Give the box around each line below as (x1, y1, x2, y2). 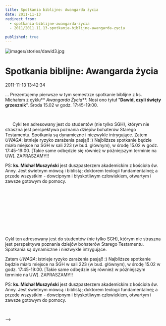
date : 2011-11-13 (5, 12, 41, 17)
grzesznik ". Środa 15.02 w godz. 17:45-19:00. (5, 102, 98, 108)
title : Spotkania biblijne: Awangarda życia (5, 7, 99, 12)
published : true (5, 35, 39, 40)
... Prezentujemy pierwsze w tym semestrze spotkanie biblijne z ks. (5, 91, 142, 97)
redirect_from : (5, 16, 37, 21)
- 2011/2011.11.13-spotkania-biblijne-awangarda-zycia (9, 26, 125, 31)
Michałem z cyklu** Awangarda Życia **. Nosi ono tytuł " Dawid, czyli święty (5, 97, 161, 103)
